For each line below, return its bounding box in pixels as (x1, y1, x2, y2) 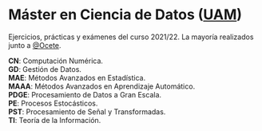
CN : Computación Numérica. (8, 56, 104, 65)
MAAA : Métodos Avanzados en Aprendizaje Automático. (8, 81, 196, 91)
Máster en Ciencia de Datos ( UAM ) (8, 6, 242, 24)
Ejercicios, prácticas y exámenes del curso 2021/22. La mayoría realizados (8, 32, 254, 42)
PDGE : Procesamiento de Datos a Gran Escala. (8, 89, 162, 99)
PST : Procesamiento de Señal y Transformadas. (8, 106, 166, 117)
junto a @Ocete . (8, 40, 62, 50)
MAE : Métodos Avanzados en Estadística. (8, 73, 146, 82)
